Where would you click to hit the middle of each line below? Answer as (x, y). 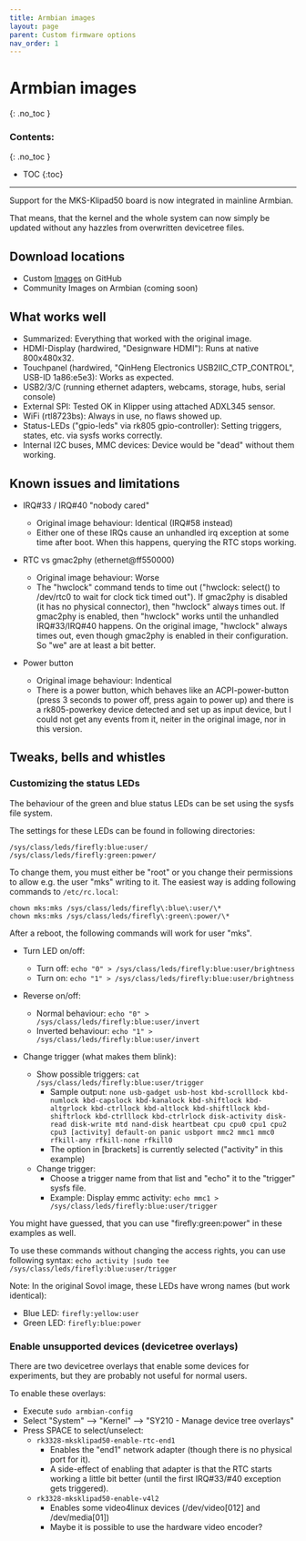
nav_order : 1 (34, 43)
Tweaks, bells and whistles (87, 758)
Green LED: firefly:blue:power (82, 1323)
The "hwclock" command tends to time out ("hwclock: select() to (158, 587)
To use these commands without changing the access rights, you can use (148, 1250)
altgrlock (68, 1108)
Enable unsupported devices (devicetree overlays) (124, 1346)
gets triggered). (79, 1488)
